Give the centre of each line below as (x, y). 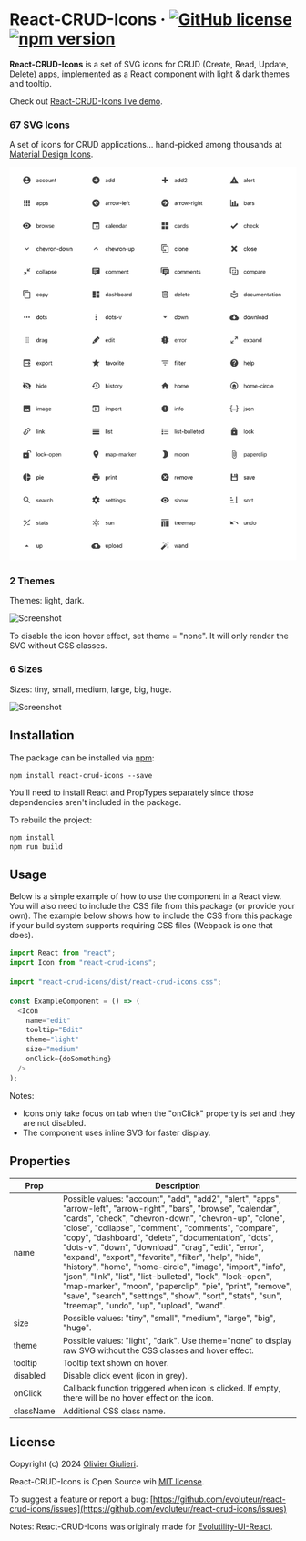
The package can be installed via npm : (82, 758)
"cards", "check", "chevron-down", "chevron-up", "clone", (173, 1218)
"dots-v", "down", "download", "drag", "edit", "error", (163, 1247)
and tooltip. (31, 83)
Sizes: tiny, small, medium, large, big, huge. (91, 689)
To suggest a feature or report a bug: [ (81, 1499)
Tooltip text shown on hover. (116, 1362)
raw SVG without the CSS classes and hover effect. (158, 1350)
